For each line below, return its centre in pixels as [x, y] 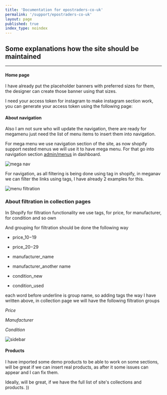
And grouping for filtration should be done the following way [67, 227]
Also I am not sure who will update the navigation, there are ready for [76, 129]
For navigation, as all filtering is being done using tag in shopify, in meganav [83, 174]
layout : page [19, 19]
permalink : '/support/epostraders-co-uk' [49, 14]
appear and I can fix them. [32, 372]
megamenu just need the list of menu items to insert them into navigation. [81, 134]
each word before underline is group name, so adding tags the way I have [81, 295]
